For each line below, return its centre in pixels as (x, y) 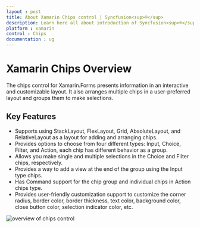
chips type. (29, 188)
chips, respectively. (39, 163)
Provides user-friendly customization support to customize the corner (100, 194)
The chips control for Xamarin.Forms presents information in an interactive (97, 85)
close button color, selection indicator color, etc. (74, 207)
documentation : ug (30, 39)
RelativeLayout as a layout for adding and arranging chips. (86, 137)
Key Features (31, 117)
